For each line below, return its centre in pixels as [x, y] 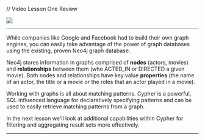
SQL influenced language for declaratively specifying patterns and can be [99, 100]
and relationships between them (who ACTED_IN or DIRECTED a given [95, 69]
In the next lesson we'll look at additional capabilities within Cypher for [95, 118]
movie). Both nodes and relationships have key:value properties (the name [100, 75]
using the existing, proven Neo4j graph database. [68, 51]
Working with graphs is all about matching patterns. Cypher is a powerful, [99, 93]
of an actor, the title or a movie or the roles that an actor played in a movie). [101, 82]
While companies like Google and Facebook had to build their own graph [98, 38]
